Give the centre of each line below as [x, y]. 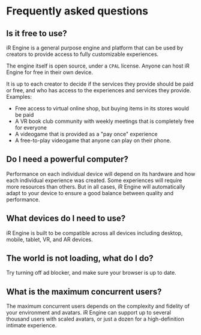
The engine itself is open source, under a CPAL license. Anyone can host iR [98, 66]
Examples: [19, 97]
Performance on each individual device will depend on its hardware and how [101, 174]
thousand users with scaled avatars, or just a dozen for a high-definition [95, 319]
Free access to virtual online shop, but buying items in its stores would [102, 108]
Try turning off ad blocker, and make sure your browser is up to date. [91, 273]
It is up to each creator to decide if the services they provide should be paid [100, 84]
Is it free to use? [37, 33]
